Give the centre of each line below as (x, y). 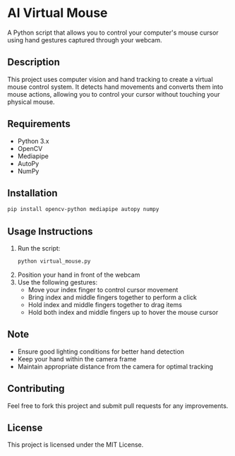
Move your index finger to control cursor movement (103, 289)
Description (34, 62)
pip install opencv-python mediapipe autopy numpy (83, 210)
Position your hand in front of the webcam (79, 275)
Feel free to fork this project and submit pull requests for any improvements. (118, 406)
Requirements (39, 124)
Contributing (36, 389)
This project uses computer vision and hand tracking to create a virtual (110, 79)
